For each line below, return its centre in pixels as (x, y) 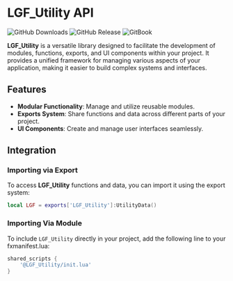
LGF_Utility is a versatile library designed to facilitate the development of (111, 45)
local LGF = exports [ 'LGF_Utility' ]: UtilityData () (82, 206)
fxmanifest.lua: (29, 246)
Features (27, 89)
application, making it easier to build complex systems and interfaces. (107, 67)
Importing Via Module (45, 223)
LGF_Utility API (50, 13)
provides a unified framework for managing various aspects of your (104, 60)
